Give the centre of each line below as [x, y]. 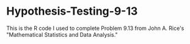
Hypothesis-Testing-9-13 [72, 11]
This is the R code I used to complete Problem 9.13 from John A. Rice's [95, 28]
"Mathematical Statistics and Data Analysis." [62, 34]
